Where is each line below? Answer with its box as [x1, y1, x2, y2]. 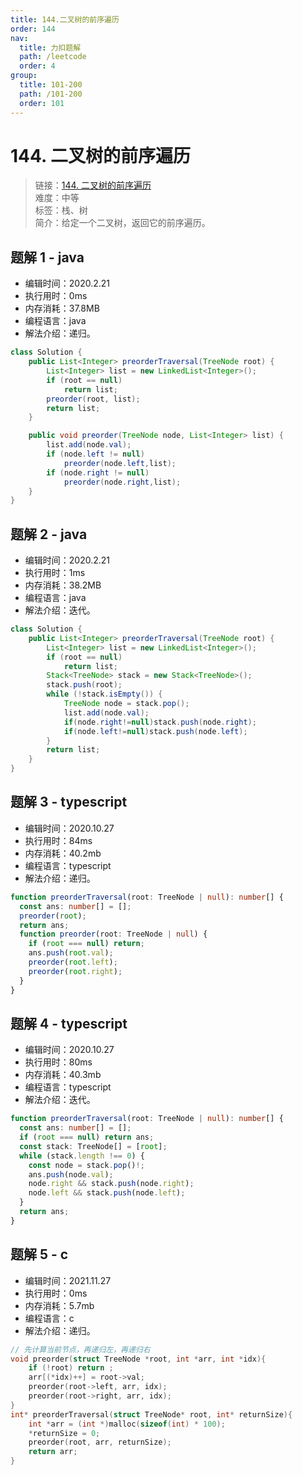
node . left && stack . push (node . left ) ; [28, 1188, 186, 1198]
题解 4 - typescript [10, 1015, 128, 1032]
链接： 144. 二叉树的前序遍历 [34, 179, 152, 191]
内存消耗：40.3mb [24, 1069, 102, 1081]
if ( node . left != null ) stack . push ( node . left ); [63, 726, 248, 736]
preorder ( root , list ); [46, 394, 141, 404]
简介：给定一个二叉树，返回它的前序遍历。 [34, 217, 211, 229]
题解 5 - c [10, 1246, 69, 1263]
